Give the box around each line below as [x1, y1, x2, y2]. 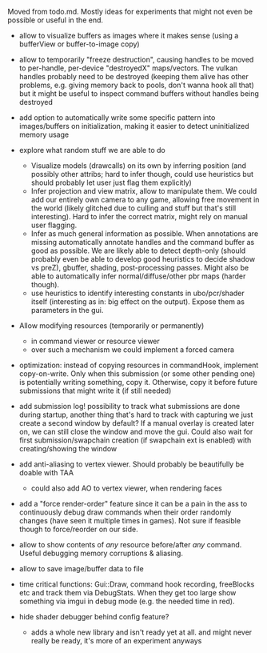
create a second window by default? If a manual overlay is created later [18, 419, 255, 427]
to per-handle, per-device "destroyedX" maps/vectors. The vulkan [18, 63, 238, 73]
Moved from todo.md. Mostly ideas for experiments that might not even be [7, 7, 253, 16]
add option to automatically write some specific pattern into [18, 113, 216, 122]
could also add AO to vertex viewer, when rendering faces [30, 483, 222, 493]
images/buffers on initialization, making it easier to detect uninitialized [18, 122, 249, 130]
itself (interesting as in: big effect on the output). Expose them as [30, 297, 245, 306]
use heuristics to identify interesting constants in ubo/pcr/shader [30, 288, 245, 298]
